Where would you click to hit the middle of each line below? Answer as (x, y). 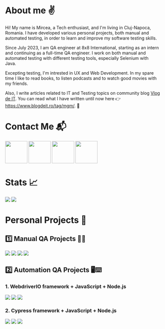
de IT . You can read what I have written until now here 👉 (63, 98)
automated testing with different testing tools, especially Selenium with (77, 58)
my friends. (17, 83)
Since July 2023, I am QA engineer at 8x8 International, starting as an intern (82, 47)
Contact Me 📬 (36, 127)
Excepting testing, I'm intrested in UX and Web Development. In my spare (80, 73)
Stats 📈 (21, 183)
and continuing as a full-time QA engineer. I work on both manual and (76, 53)
